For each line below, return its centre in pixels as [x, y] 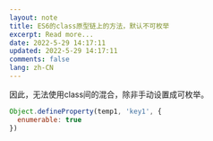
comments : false [39, 59]
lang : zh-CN [31, 68]
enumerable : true [50, 119]
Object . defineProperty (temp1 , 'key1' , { [86, 111]
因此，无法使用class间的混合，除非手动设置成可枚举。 [109, 94]
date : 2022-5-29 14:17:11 [57, 43]
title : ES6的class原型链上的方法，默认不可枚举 [89, 26]
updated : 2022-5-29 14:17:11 [64, 51]
